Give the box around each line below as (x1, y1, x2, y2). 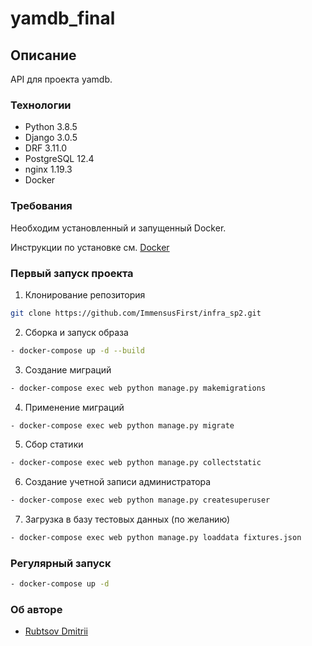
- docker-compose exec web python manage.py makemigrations (10, 383, 267, 393)
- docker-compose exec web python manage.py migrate (10, 420, 235, 431)
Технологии (10, 98, 72, 112)
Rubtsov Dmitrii (24, 625, 88, 637)
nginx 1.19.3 (24, 163, 73, 176)
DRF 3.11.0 (24, 142, 68, 154)
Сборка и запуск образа (24, 326, 129, 338)
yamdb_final (10, 7, 116, 30)
